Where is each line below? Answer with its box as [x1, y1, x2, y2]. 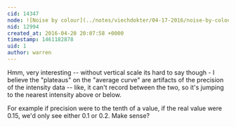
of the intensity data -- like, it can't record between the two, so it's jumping [7, 83, 225, 91]
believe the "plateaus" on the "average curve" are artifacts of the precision [7, 75, 224, 84]
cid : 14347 [7, 10, 39, 17]
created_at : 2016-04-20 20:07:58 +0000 [7, 29, 124, 37]
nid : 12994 [7, 23, 39, 30]
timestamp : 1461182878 [7, 36, 74, 43]
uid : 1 [7, 43, 27, 50]
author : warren [7, 50, 52, 57]
